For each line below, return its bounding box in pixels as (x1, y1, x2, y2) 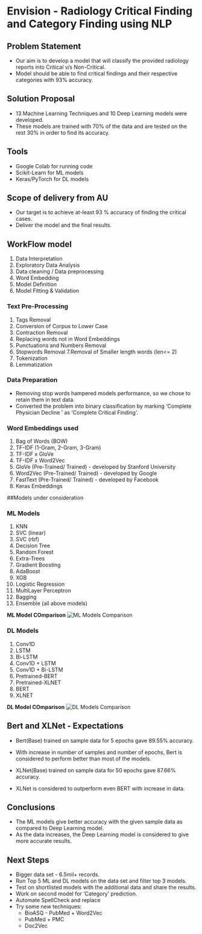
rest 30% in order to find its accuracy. (15, 129, 110, 136)
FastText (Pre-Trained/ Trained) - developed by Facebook (15, 476, 159, 483)
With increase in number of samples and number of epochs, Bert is (15, 748, 183, 755)
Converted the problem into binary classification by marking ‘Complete (15, 402, 192, 410)
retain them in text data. (15, 396, 75, 403)
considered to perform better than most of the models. (15, 755, 151, 762)
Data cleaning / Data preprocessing (15, 268, 104, 275)
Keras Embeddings (15, 483, 63, 490)
